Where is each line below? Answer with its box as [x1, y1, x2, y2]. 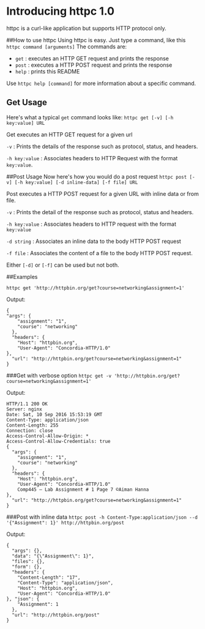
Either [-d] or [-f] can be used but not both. [6, 261, 119, 269]
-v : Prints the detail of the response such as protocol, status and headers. [6, 208, 194, 215]
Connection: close [6, 427, 53, 434]
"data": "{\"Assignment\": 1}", [12, 553, 95, 559]
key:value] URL [6, 120, 45, 126]
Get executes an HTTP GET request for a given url [6, 130, 133, 138]
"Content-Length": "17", [17, 574, 81, 581]
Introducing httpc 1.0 [6, 4, 115, 18]
